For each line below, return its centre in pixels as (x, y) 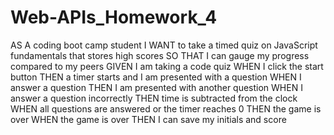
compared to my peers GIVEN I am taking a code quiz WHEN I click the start (167, 66)
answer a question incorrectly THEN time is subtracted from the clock (154, 98)
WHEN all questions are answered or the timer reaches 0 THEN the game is (166, 108)
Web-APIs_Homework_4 (114, 17)
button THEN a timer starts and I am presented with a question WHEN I (156, 77)
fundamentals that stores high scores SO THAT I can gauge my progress (160, 55)
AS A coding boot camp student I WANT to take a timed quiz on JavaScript (164, 45)
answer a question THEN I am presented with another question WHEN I (156, 87)
